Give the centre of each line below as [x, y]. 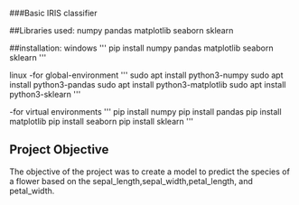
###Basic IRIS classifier [53, 13]
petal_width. [32, 191]
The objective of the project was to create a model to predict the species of [150, 172]
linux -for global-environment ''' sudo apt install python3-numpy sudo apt [146, 75]
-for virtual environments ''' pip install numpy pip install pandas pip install [145, 112]
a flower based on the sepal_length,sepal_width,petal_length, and [131, 181]
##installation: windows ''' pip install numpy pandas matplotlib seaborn [141, 48]
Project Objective [59, 149]
